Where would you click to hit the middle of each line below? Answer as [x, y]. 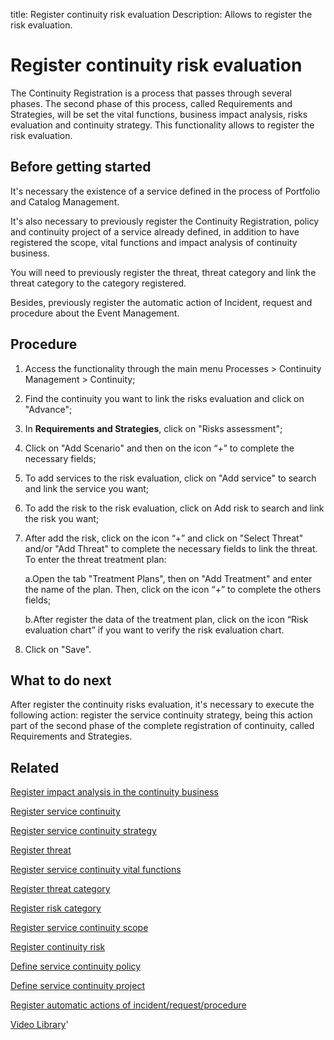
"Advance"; [48, 409]
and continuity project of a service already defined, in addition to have [155, 231]
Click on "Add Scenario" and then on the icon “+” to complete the [159, 448]
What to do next [61, 680]
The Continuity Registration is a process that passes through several [151, 93]
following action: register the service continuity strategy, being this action [161, 715]
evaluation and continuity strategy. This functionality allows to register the [162, 125]
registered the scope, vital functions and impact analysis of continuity [154, 242]
